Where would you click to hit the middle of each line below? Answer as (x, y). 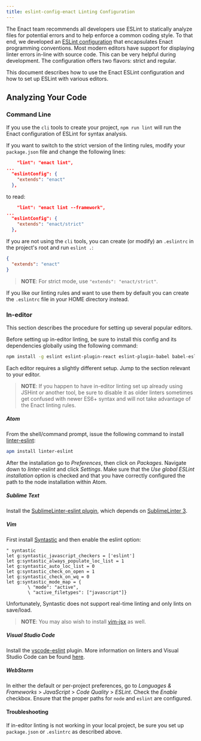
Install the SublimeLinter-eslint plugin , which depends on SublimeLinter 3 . (97, 510)
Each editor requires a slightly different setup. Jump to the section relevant (98, 368)
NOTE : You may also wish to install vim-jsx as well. (83, 621)
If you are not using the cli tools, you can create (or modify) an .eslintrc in (100, 241)
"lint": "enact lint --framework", (61, 207)
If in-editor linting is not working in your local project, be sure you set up (95, 725)
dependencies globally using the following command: (72, 346)
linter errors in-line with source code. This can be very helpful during (91, 54)
